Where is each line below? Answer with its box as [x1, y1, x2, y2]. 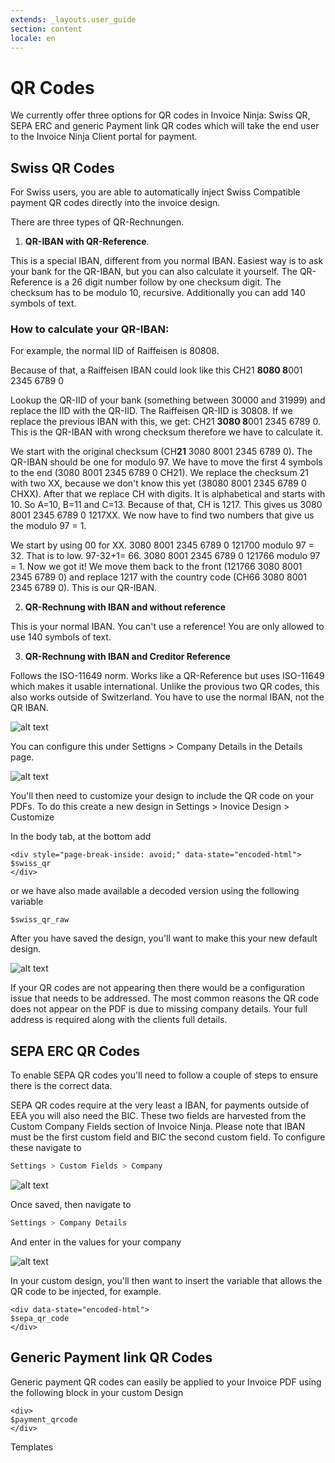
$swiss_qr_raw [10, 915, 70, 925]
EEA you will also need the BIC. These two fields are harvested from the [10, 1110, 307, 1122]
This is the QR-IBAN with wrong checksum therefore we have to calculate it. [10, 426, 323, 438]
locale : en [10, 33, 56, 43]
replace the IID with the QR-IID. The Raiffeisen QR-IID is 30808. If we [10, 405, 293, 417]
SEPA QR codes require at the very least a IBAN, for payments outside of [10, 1099, 310, 1111]
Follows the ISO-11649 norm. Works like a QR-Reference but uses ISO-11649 [10, 670, 325, 682]
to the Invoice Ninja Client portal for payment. [10, 131, 198, 143]
